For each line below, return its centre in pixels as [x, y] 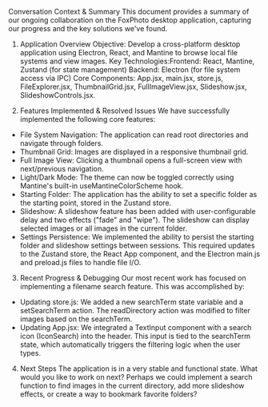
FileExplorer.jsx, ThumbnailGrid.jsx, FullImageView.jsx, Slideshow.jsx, [133, 87]
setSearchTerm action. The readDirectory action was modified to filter [135, 310]
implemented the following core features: [88, 119]
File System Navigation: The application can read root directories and [134, 135]
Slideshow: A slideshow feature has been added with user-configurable [138, 211]
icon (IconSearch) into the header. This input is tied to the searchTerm [135, 336]
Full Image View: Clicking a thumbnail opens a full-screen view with [131, 160]
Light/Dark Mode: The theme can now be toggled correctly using [127, 177]
